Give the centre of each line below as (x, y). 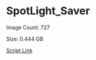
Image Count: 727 (28, 27)
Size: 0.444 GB (25, 39)
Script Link (19, 50)
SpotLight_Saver (48, 11)
